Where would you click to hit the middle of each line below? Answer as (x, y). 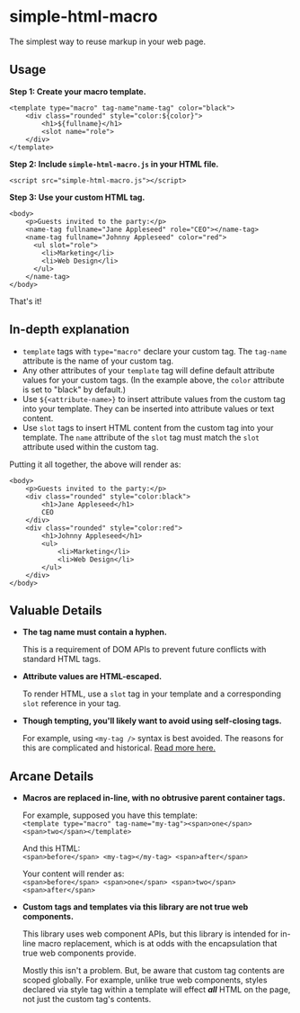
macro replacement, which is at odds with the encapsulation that (157, 944)
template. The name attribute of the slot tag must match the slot (141, 437)
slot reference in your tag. (71, 704)
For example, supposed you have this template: (110, 815)
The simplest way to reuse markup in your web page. (108, 41)
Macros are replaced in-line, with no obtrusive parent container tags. (154, 798)
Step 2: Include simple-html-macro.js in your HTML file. (114, 164)
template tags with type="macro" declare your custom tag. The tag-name (154, 351)
